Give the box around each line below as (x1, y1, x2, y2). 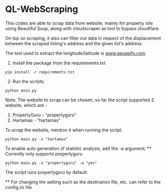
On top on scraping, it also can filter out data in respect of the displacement (5, 35, 161, 41)
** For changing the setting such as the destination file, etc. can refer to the (5, 179, 161, 185)
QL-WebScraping (5, 4, 78, 15)
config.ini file (5, 184, 32, 190)
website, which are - (5, 102, 47, 108)
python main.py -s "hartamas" (5, 136, 68, 141)
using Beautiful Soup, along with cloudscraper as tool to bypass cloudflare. (5, 25, 160, 31)
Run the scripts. (12, 78, 45, 84)
